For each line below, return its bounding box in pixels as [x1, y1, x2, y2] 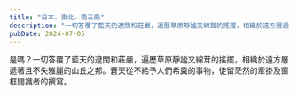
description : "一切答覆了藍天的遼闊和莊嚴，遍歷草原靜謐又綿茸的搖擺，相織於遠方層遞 [9, 21, 290, 30]
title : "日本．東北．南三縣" [9, 12, 105, 22]
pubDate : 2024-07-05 [9, 29, 86, 38]
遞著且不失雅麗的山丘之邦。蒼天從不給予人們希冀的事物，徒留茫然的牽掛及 [9, 65, 281, 76]
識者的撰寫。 [24, 77, 72, 87]
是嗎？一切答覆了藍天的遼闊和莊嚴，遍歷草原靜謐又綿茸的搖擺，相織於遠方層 [9, 55, 289, 65]
